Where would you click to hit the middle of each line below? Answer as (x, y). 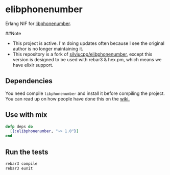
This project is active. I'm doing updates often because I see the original (89, 43)
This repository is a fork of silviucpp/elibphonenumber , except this (82, 54)
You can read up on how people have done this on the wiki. (68, 98)
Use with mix (26, 115)
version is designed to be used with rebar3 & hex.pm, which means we (87, 59)
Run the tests (27, 152)
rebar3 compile (21, 164)
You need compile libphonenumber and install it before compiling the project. (85, 93)
